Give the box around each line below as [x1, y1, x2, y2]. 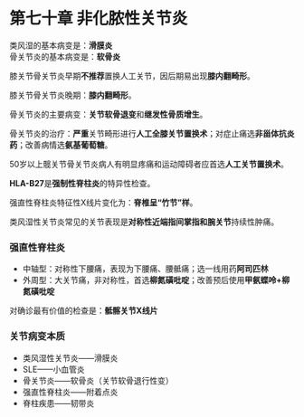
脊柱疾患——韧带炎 [22, 397, 95, 408]
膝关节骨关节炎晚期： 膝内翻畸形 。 [9, 90, 137, 100]
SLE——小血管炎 [22, 364, 86, 374]
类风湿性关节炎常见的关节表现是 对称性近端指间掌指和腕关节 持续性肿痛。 [9, 216, 279, 227]
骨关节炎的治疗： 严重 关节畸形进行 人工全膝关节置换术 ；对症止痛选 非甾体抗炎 [9, 128, 295, 138]
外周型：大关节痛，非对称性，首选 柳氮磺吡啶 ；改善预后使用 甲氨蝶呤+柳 [22, 275, 290, 286]
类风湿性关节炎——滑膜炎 [22, 352, 119, 363]
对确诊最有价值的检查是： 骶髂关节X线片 [9, 305, 158, 317]
